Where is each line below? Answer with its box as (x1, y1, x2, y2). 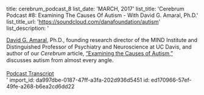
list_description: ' (6, 24, 49, 32)
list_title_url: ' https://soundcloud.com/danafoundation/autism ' (6, 18, 161, 25)
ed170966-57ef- (151, 76, 192, 83)
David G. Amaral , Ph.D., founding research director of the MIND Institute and (6, 37, 198, 43)
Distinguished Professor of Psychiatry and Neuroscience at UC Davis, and (6, 43, 192, 51)
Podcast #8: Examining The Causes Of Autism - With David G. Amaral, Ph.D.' (6, 12, 199, 19)
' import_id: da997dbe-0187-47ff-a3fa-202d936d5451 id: (6, 76, 150, 83)
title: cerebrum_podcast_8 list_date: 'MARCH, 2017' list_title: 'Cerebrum (6, 5, 185, 12)
